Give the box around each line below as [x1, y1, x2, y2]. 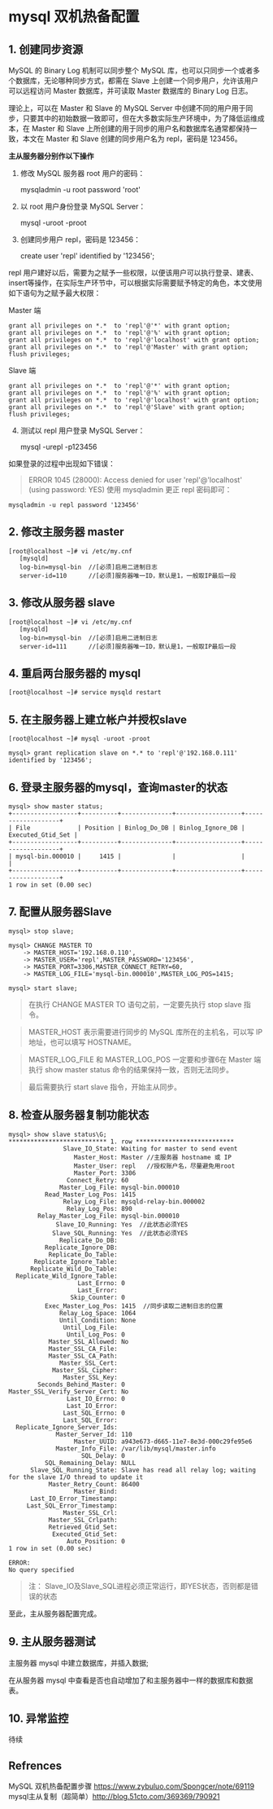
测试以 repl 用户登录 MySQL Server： [19, 425, 145, 435]
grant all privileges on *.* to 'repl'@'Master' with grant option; [8, 343, 249, 351]
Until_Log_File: [63, 1323, 118, 1331]
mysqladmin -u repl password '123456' [8, 501, 140, 509]
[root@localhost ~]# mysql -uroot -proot [8, 735, 151, 743]
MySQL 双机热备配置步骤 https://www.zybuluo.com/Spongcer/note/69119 [8, 1781, 254, 1791]
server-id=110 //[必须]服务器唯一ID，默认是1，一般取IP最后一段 [19, 571, 236, 579]
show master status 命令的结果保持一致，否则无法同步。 [44, 1064, 234, 1074]
